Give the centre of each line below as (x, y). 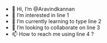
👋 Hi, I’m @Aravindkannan (43, 9)
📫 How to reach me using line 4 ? (53, 34)
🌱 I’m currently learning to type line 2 (56, 21)
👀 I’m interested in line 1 (40, 15)
